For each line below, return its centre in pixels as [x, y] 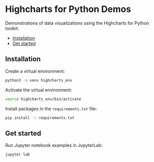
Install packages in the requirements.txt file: [51, 108]
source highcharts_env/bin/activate [43, 99]
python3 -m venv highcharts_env [39, 80]
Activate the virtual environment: [39, 90]
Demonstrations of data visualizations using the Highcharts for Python [77, 23]
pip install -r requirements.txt [40, 118]
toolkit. [12, 28]
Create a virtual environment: [35, 71]
